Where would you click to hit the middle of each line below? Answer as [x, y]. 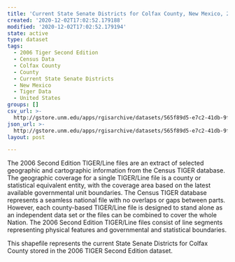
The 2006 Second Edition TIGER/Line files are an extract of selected [106, 163]
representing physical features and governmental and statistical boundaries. [117, 230]
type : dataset [28, 40]
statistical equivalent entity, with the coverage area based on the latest [109, 185]
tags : [15, 46]
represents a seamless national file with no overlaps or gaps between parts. [116, 201]
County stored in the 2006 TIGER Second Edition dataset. [90, 251]
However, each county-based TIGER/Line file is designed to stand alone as [115, 208]
